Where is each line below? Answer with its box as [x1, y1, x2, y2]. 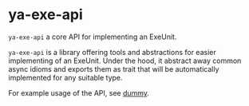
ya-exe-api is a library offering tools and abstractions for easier [8, 47, 217, 57]
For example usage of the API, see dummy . [8, 88, 150, 97]
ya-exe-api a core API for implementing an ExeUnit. [8, 32, 177, 41]
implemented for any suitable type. [8, 73, 123, 82]
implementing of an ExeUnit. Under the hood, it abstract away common [8, 56, 242, 65]
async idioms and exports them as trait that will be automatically [8, 64, 219, 73]
